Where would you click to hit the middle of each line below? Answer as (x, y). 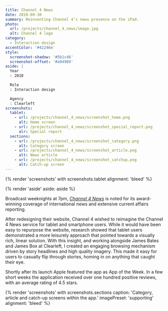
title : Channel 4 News (29, 10)
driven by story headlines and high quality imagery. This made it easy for (81, 251)
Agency (17, 99)
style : (12, 52)
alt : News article (38, 155)
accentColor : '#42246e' (30, 48)
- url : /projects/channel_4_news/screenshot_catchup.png (76, 160)
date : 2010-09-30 (24, 15)
